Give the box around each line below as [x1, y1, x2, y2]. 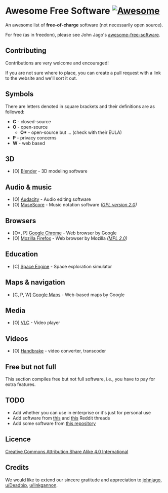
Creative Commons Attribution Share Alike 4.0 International [5, 448, 129, 454]
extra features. [5, 381, 36, 388]
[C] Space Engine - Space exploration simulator [12, 263, 112, 269]
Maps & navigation [5, 278, 65, 287]
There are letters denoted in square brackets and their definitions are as [5, 103, 155, 109]
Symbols [5, 90, 34, 98]
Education [5, 250, 38, 259]
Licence [5, 435, 31, 444]
